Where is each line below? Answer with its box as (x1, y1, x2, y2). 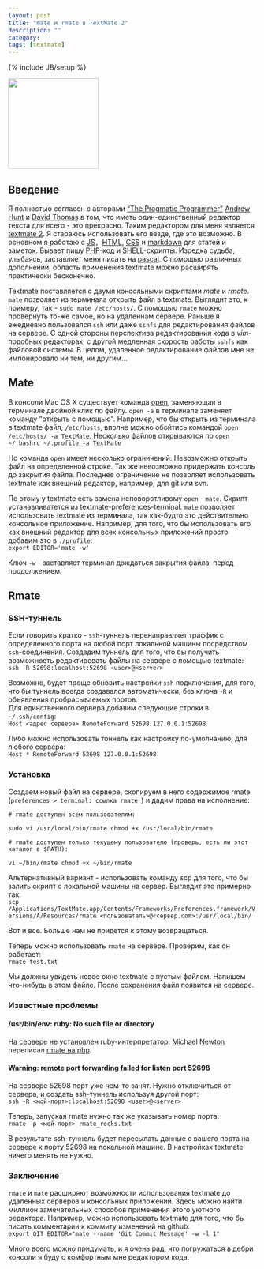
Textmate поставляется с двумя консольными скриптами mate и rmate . (8, 286, 250, 296)
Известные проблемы (8, 1000, 99, 1011)
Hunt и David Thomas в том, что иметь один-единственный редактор (8, 212, 241, 221)
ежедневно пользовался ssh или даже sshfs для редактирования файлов (8, 319, 255, 329)
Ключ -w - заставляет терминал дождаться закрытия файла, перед (8, 558, 234, 567)
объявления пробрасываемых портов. (8, 695, 138, 704)
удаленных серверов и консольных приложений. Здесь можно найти (8, 1196, 243, 1206)
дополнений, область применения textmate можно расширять (8, 262, 218, 272)
